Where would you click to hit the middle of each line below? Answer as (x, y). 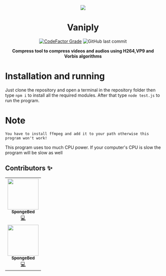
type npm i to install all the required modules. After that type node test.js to (83, 95)
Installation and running (55, 76)
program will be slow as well (34, 152)
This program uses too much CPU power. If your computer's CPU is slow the (83, 147)
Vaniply (83, 28)
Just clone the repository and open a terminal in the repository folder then (80, 90)
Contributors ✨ (29, 168)
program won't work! (26, 138)
